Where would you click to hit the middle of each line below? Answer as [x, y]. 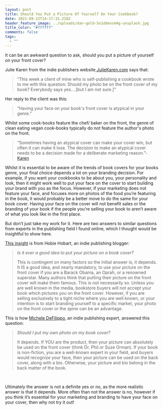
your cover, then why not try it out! [40, 402]
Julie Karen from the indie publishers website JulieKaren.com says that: [77, 70]
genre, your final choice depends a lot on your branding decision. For [74, 173]
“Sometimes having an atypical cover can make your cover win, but [84, 143]
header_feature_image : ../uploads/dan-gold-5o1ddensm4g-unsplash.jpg [77, 23]
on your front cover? [26, 60]
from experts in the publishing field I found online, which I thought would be [81, 229]
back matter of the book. [42, 368]
